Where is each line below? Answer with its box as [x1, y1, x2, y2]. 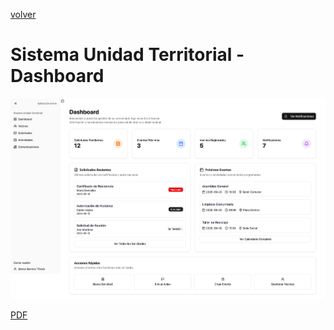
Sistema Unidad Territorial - [10, 44, 245, 66]
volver [10, 9, 37, 20]
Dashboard [10, 65, 105, 88]
